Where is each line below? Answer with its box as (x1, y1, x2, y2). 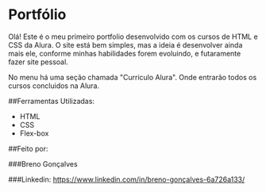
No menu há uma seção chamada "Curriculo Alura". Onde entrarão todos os (8, 72, 257, 82)
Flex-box (19, 129, 49, 138)
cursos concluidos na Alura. (8, 81, 100, 90)
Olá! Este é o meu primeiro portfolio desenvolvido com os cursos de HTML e (8, 32, 258, 41)
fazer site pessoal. (8, 57, 69, 67)
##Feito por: (8, 144, 49, 153)
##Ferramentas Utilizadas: (8, 96, 95, 106)
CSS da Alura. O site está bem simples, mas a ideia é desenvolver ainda (8, 40, 243, 49)
